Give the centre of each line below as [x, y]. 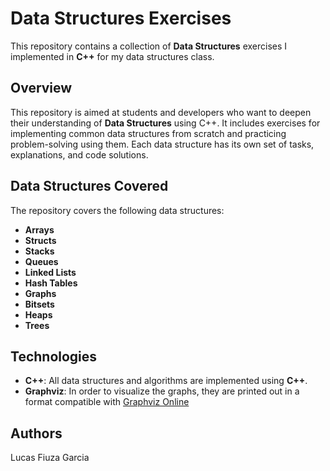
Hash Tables [51, 283]
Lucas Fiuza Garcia [50, 458]
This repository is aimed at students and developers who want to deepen [161, 112]
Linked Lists [50, 272]
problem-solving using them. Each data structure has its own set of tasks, [162, 144]
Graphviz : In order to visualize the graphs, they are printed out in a [162, 391]
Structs [40, 240]
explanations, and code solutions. [79, 154]
